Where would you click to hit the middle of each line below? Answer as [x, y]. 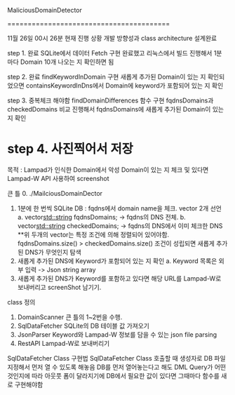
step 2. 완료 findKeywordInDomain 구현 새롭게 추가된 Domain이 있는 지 [107, 77]
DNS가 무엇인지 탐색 [53, 252]
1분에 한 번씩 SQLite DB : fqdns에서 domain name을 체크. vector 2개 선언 [120, 208]
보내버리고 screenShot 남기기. [59, 287]
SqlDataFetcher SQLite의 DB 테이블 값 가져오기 [83, 326]
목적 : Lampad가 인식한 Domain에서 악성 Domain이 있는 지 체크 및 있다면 [108, 169]
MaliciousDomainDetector [45, 10]
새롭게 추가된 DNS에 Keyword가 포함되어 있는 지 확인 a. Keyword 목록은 [117, 261]
